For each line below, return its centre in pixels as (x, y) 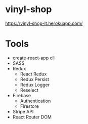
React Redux (33, 74)
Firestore (29, 106)
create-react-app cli (33, 58)
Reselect (29, 90)
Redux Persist (35, 79)
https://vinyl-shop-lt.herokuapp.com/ (44, 23)
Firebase (22, 95)
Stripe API (23, 111)
